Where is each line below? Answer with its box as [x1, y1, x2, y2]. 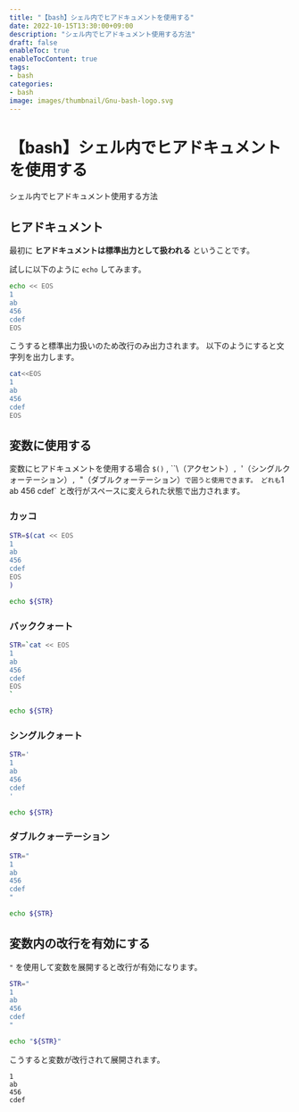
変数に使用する [9, 439, 92, 454]
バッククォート [9, 620, 73, 632]
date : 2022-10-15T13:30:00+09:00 [9, 21, 134, 30]
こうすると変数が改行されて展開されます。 [9, 1054, 165, 1065]
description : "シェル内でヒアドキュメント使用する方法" [9, 29, 196, 38]
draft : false [9, 38, 58, 47]
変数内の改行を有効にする [9, 936, 151, 951]
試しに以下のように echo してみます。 [9, 264, 146, 275]
